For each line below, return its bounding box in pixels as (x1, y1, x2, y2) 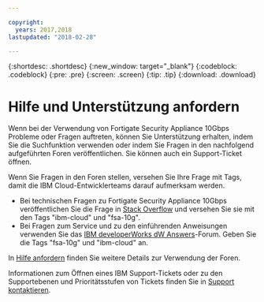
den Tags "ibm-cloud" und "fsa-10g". (19, 213, 140, 222)
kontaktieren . (8, 285, 51, 295)
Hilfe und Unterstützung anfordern (8, 98, 240, 115)
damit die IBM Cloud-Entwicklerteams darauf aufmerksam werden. (8, 181, 225, 190)
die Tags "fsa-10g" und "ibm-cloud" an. (19, 238, 148, 248)
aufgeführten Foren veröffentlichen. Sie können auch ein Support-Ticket (8, 149, 243, 158)
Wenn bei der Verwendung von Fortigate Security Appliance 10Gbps (8, 124, 230, 133)
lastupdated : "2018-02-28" (8, 33, 97, 41)
